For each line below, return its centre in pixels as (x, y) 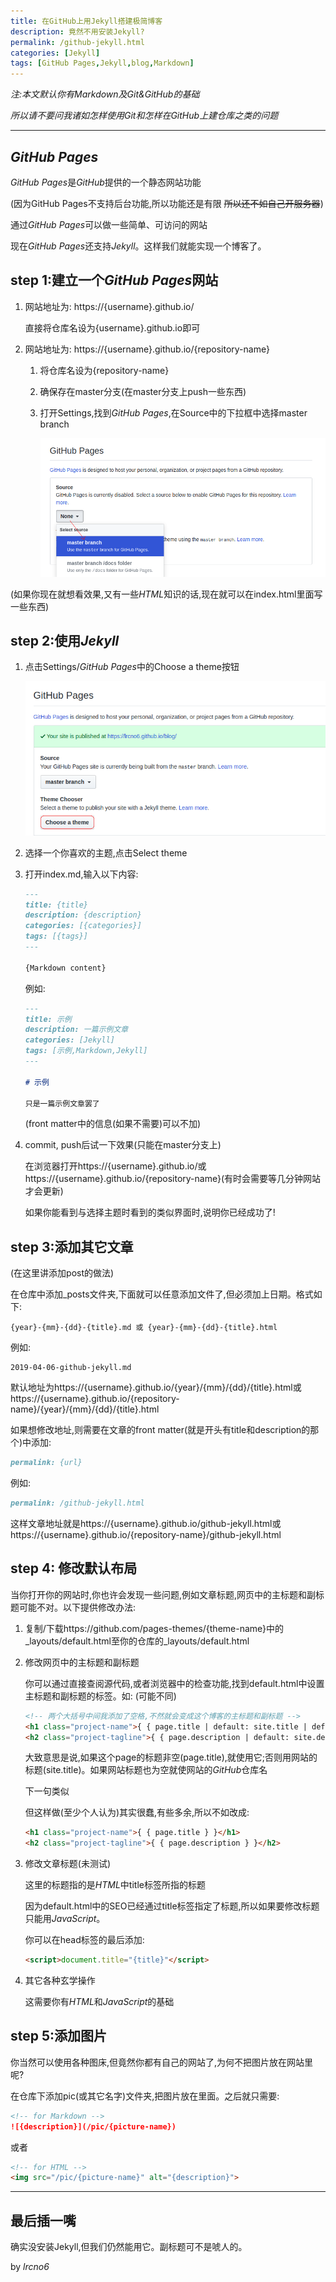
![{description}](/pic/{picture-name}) (93, 2126)
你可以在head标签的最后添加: (84, 1940)
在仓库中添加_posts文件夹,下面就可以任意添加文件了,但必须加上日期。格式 (162, 1294)
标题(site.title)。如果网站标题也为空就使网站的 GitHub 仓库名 (146, 1770)
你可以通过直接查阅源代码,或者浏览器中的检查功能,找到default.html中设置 (174, 1683)
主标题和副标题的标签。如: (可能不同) (100, 1696)
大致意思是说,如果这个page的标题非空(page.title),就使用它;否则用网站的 (171, 1757)
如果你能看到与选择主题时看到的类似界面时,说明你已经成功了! (150, 1212)
